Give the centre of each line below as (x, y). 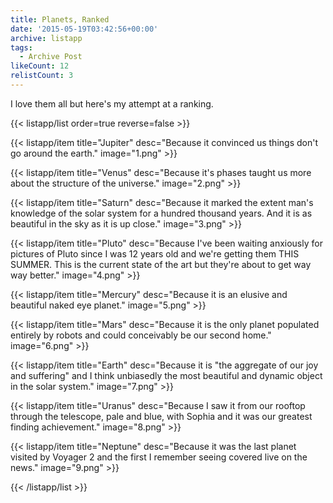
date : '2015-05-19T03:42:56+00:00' (84, 29)
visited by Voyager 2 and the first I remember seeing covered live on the (159, 457)
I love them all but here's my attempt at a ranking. (112, 103)
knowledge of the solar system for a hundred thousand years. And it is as (161, 213)
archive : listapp (46, 38)
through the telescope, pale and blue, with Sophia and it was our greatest (161, 416)
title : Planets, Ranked (60, 19)
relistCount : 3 (42, 76)
